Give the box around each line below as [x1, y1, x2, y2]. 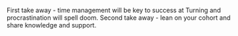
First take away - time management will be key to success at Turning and [6, 6, 222, 14]
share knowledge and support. [6, 21, 97, 29]
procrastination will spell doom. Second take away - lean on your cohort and [6, 13, 231, 22]
